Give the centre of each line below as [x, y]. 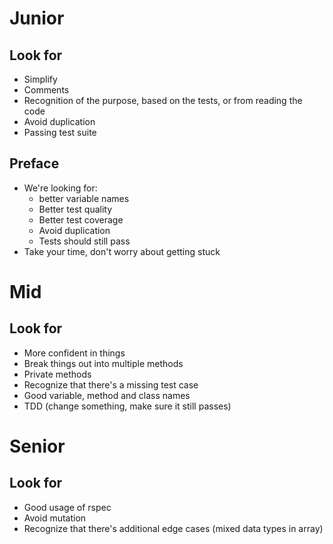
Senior [37, 446]
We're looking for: [60, 188]
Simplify [40, 79]
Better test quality [75, 209]
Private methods [57, 374]
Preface [34, 163]
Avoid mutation [55, 518]
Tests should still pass [84, 241]
